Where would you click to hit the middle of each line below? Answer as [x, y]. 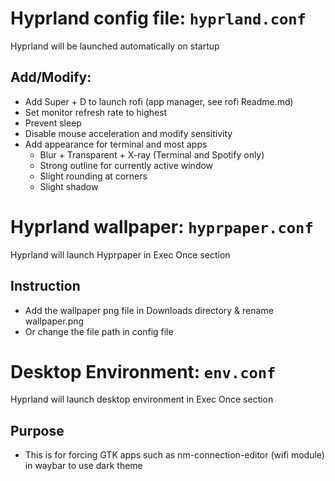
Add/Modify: [51, 77]
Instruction [45, 286]
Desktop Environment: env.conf [143, 371]
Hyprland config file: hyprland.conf [158, 18]
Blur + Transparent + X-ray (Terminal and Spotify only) [152, 154]
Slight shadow [69, 186]
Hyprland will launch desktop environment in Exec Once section [142, 399]
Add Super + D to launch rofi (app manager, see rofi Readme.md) [159, 101]
